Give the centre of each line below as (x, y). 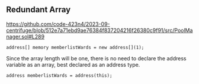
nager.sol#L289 (25, 36)
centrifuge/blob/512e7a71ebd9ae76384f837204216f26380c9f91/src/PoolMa (99, 30)
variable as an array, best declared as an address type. (73, 64)
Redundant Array (38, 10)
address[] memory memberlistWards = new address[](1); (75, 47)
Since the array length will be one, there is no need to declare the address (96, 58)
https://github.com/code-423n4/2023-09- (58, 24)
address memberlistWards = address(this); (59, 75)
